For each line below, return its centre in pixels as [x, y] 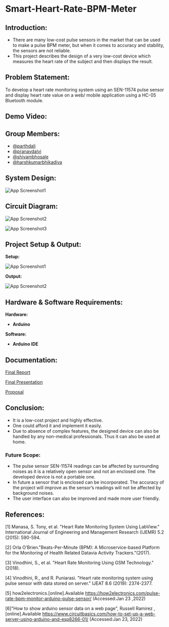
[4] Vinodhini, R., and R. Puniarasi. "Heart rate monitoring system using [79, 578]
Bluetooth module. [25, 100]
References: [25, 514]
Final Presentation [24, 382]
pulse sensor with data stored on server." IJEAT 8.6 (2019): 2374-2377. [79, 583]
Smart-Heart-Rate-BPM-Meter [71, 9]
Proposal [14, 392]
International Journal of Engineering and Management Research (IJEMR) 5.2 [85, 532]
